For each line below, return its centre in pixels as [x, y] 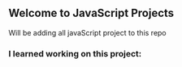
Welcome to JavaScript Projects [91, 13]
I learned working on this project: [75, 53]
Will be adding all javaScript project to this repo [87, 32]
